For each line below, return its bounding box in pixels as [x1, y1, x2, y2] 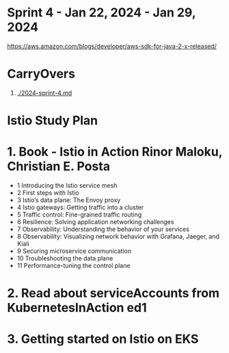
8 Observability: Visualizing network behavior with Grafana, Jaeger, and [16, 232, 220, 241]
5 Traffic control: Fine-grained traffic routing [16, 210, 142, 219]
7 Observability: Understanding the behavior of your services [16, 225, 190, 233]
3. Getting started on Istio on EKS [7, 331, 199, 347]
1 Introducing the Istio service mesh [16, 182, 118, 189]
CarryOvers [7, 66, 75, 82]
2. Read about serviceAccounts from [7, 286, 220, 301]
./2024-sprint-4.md [16, 88, 72, 97]
